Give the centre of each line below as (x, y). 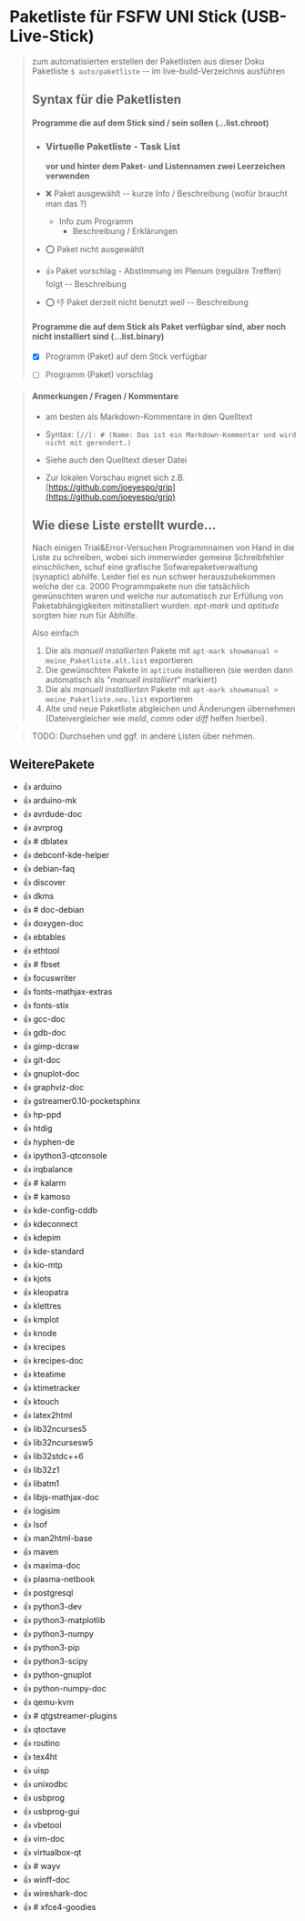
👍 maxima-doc (51, 1566)
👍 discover (44, 883)
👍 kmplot (41, 1320)
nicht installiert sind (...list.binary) (98, 336)
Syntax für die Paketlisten (107, 100)
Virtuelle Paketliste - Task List (113, 146)
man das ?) (66, 204)
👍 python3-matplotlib (64, 1620)
